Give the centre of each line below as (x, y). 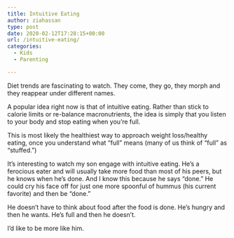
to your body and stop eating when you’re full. (74, 121)
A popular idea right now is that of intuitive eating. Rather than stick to (108, 107)
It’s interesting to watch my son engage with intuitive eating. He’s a (103, 164)
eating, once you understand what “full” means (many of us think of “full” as (117, 143)
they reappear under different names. (61, 93)
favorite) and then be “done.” (49, 193)
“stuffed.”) (22, 150)
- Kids (23, 53)
